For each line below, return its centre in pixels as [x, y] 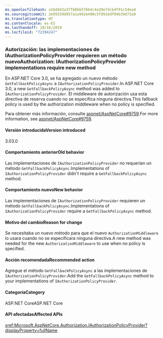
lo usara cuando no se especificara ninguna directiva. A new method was [78, 238]
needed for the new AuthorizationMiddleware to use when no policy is [75, 243]
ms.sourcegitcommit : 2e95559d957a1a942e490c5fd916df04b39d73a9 [71, 14]
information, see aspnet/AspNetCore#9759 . [49, 119]
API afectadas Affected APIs [34, 314]
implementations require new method [50, 67]
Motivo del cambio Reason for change [44, 222]
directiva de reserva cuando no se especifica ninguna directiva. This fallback [81, 99]
